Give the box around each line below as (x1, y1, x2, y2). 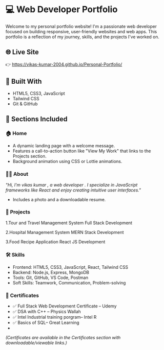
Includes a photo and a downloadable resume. (12, 196, 106, 202)
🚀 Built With (5, 77, 42, 86)
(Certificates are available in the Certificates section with (5, 335, 121, 341)
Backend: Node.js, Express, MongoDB (12, 270, 89, 276)
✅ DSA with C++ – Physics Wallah (12, 309, 81, 315)
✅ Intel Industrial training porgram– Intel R (12, 314, 97, 320)
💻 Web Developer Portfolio (5, 4, 118, 15)
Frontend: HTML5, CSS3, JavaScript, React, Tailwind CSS (12, 264, 128, 270)
